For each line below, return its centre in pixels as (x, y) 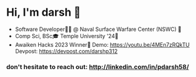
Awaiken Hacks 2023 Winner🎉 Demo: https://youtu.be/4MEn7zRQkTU (102, 44)
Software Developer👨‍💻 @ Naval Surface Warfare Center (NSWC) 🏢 (98, 29)
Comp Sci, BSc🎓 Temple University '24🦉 (67, 36)
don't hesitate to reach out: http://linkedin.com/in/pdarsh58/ (98, 67)
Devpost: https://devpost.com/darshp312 (66, 51)
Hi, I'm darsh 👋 (44, 12)
